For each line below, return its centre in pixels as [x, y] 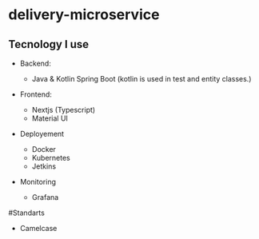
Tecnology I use [49, 44]
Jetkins [44, 166]
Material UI [50, 118]
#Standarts [27, 213]
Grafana [45, 197]
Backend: [36, 63]
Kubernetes [51, 158]
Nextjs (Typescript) [64, 110]
